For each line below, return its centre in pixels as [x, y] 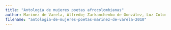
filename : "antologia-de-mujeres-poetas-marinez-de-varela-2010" [76, 19]
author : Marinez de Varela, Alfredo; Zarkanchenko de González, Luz [79, 15]
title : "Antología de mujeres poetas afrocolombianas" [65, 10]
